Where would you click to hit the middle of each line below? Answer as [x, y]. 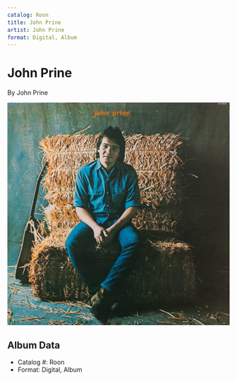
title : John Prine [34, 22]
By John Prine [28, 93]
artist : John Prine [36, 30]
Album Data [34, 345]
